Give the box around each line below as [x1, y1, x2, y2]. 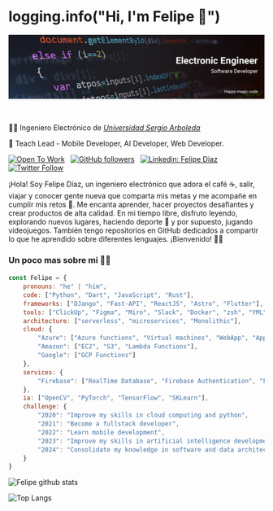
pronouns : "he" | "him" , [23, 282, 107, 291]
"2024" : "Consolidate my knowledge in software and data [37, 445, 234, 454]
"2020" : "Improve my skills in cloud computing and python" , [37, 411, 249, 420]
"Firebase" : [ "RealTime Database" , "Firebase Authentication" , [37, 377, 256, 385]
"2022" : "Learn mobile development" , [37, 428, 165, 436]
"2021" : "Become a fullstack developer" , [37, 420, 180, 428]
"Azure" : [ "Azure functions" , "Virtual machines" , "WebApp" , [37, 334, 249, 343]
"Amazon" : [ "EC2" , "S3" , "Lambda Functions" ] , [37, 343, 198, 351]
